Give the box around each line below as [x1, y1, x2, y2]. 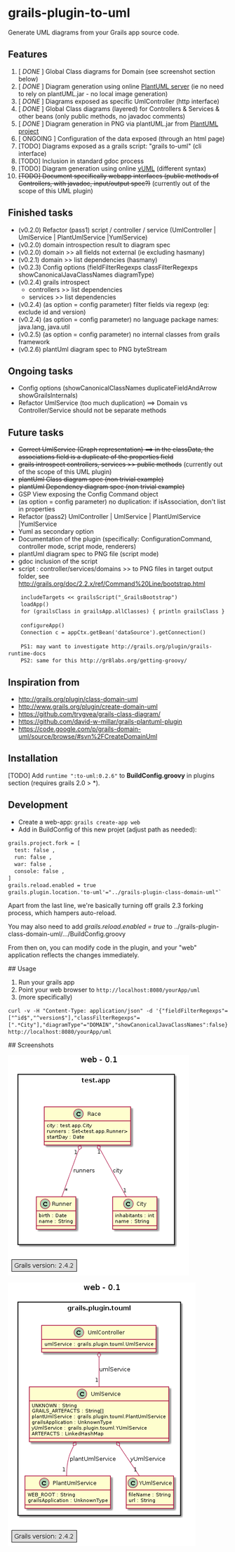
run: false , [14, 853, 53, 861]
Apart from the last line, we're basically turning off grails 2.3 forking [8, 901, 203, 909]
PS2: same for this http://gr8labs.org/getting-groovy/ [20, 657, 188, 664]
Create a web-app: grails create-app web [18, 817, 141, 826]
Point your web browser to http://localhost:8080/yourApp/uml [18, 985, 201, 994]
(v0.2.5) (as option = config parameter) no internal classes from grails [18, 330, 220, 338]
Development [8, 799, 69, 811]
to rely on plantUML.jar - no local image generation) [18, 89, 168, 98]
